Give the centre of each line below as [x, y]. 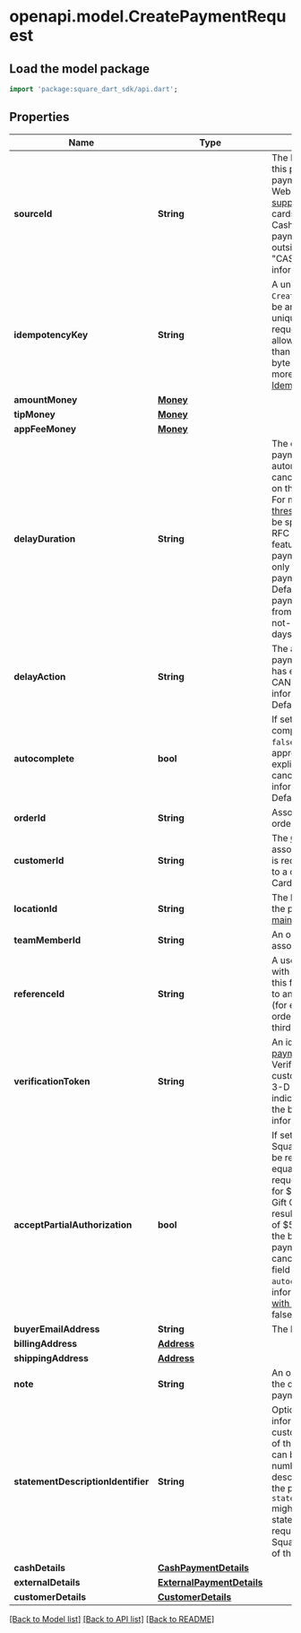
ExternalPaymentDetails [211, 1582]
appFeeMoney [45, 429]
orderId [30, 818]
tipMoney [34, 414]
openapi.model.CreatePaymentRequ [148, 17]
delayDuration [45, 538]
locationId [36, 908]
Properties [39, 117]
